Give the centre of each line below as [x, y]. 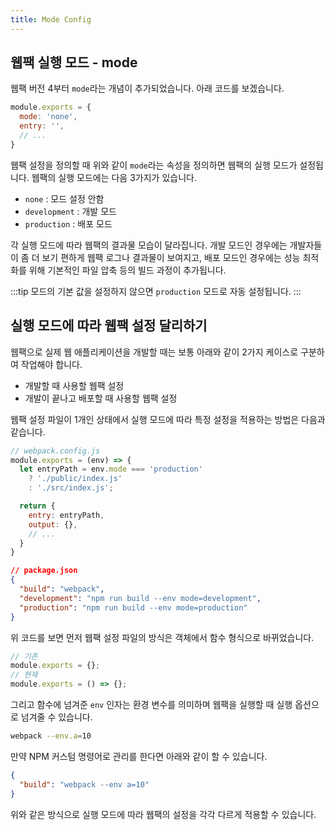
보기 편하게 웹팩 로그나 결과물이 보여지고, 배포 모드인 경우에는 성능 [171, 257]
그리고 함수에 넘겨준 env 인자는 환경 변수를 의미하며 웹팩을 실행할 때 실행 [151, 704]
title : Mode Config [51, 19]
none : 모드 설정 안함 [64, 198]
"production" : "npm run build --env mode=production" [133, 607]
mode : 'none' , [48, 117]
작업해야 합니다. [51, 364]
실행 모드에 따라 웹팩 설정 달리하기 [109, 326]
